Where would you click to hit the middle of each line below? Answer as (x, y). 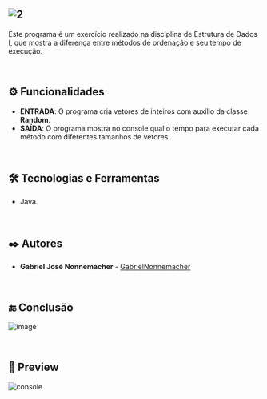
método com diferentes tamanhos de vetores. (95, 136)
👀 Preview (34, 367)
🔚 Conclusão (41, 307)
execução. (26, 51)
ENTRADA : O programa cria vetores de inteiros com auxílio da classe (133, 111)
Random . (35, 119)
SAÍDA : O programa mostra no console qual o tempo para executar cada (139, 128)
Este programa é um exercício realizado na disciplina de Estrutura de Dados (133, 34)
